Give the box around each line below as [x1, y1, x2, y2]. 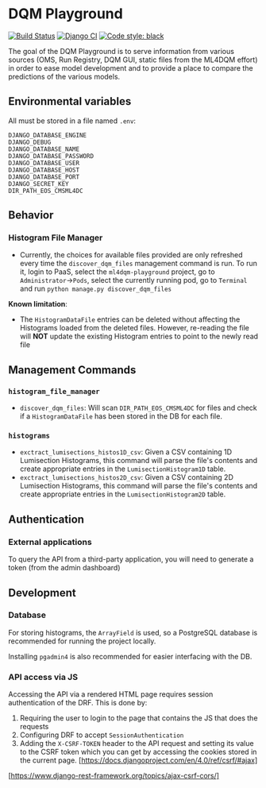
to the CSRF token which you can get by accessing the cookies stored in [19, 747, 257, 757]
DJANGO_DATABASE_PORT [8, 172, 80, 181]
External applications [8, 536, 93, 547]
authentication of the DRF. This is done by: [8, 698, 148, 708]
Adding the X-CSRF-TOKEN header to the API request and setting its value [19, 739, 254, 748]
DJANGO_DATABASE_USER [8, 159, 80, 167]
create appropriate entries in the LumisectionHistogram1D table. [19, 464, 226, 473]
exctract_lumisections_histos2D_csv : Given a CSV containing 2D [19, 473, 234, 482]
